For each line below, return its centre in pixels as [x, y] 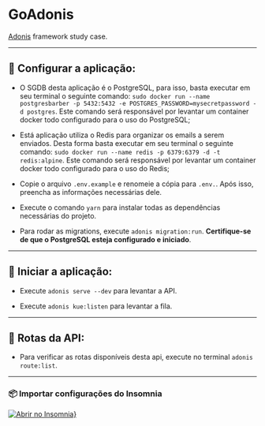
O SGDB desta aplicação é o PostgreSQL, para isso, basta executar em [135, 88]
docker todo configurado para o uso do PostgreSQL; [105, 119]
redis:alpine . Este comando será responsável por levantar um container [138, 160]
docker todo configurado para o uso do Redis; [94, 168]
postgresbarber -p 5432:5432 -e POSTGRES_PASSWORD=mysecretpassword [134, 103]
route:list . [38, 365]
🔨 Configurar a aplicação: [72, 69]
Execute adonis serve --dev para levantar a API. [98, 290]
